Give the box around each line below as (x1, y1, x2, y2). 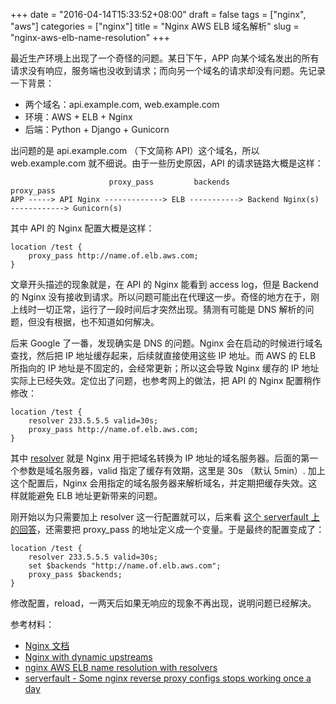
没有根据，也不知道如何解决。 (36, 316, 160, 328)
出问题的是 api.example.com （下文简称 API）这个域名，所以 (10, 145, 260, 156)
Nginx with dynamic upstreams (24, 651, 153, 663)
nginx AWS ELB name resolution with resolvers (24, 662, 218, 673)
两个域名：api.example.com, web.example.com (24, 99, 220, 110)
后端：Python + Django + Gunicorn (24, 124, 170, 135)
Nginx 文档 (24, 640, 70, 651)
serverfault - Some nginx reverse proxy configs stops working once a (24, 672, 312, 684)
